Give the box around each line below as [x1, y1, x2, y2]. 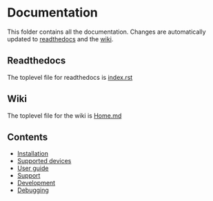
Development [17, 179, 56, 187]
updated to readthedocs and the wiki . [7, 34, 114, 43]
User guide [17, 164, 49, 173]
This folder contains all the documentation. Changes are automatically [7, 28, 206, 36]
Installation [17, 149, 49, 158]
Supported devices [17, 157, 72, 165]
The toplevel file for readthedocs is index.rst [7, 73, 133, 81]
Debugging [17, 186, 50, 194]
